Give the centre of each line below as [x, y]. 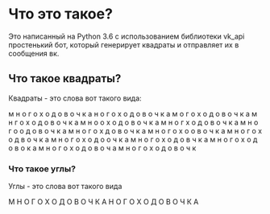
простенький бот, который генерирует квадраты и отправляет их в [124, 44]
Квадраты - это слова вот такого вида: [75, 98]
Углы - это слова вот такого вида [65, 187]
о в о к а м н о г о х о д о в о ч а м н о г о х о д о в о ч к [102, 148]
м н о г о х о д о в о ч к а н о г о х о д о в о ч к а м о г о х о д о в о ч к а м [133, 113]
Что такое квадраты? [65, 78]
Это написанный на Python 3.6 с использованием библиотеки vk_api [127, 36]
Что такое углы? [42, 168]
